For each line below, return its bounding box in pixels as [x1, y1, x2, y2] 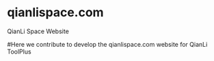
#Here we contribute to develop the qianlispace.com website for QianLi [7, 40, 208, 48]
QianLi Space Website [7, 27, 70, 35]
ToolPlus [7, 47, 32, 56]
